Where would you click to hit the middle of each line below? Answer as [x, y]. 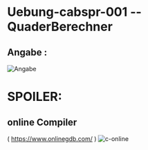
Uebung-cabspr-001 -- [74, 12]
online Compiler [42, 122]
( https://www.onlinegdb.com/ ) [52, 139]
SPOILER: [35, 97]
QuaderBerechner [60, 27]
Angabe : [27, 52]
